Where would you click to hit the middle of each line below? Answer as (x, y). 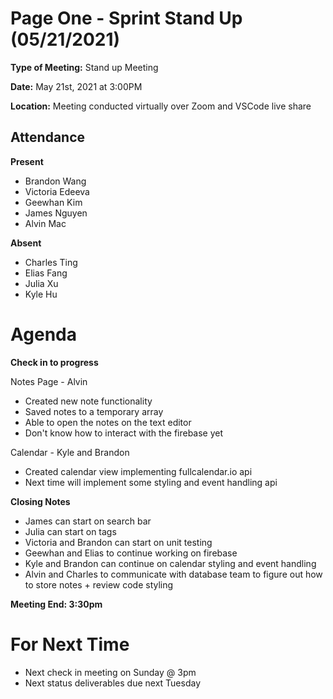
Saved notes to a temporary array (94, 411)
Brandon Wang (55, 181)
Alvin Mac (45, 223)
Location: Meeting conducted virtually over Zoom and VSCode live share (161, 106)
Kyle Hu (41, 294)
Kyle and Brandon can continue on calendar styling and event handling (170, 563)
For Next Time (70, 644)
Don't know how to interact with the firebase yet (124, 433)
